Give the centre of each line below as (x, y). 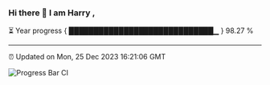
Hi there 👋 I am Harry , (52, 13)
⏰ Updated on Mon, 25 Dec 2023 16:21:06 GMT (87, 57)
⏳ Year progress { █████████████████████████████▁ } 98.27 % (131, 30)
